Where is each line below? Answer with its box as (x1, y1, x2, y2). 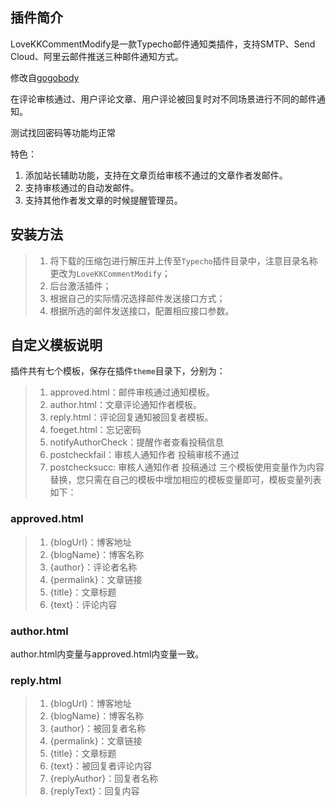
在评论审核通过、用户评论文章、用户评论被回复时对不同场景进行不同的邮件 (10, 93, 317, 105)
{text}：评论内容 (49, 598, 118, 610)
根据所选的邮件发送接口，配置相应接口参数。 (49, 304, 235, 317)
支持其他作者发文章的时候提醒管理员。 (24, 194, 183, 206)
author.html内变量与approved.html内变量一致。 (10, 648, 205, 660)
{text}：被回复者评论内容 (49, 760, 153, 772)
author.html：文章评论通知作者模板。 (49, 399, 202, 411)
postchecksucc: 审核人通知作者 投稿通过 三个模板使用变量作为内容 (49, 461, 325, 473)
